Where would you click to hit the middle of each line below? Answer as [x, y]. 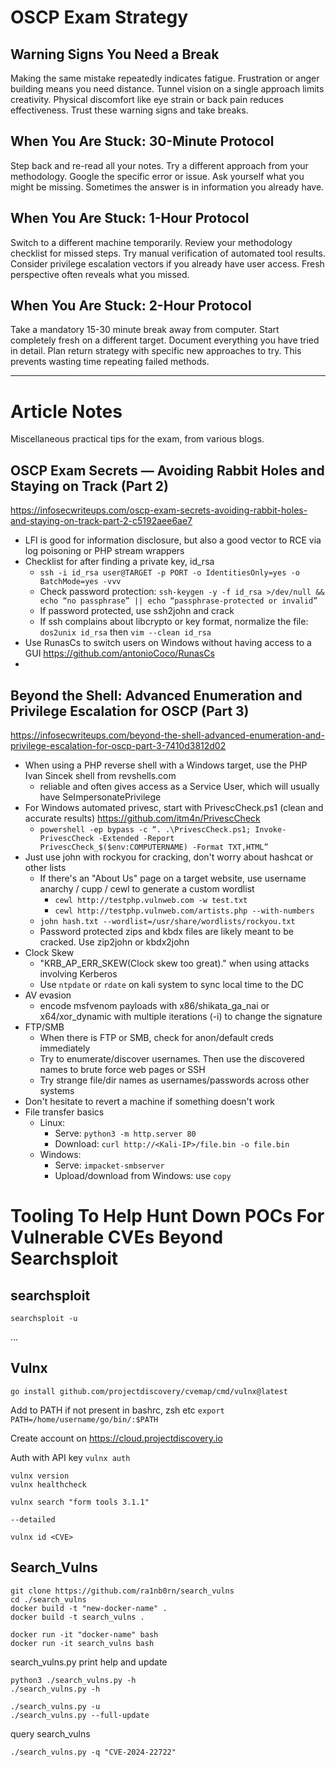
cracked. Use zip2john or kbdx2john [114, 942]
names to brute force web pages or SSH [122, 1069]
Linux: [52, 1122]
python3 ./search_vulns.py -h [73, 1680]
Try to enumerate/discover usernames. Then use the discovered [172, 1059]
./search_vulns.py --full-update [80, 1715]
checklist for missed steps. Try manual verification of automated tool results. [168, 253]
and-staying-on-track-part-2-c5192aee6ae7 [101, 521]
